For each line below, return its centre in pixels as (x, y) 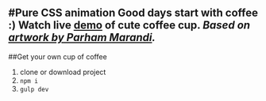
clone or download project (63, 72)
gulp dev (34, 89)
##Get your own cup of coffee (58, 56)
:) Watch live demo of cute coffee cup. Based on (129, 26)
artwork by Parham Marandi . (82, 37)
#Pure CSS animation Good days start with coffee (133, 13)
